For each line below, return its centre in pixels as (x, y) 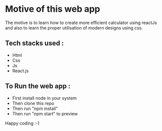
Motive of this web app (53, 9)
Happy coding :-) (22, 123)
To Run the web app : (38, 86)
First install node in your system (44, 98)
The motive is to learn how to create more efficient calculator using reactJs (81, 23)
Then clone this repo (33, 103)
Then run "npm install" (35, 108)
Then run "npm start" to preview (45, 113)
